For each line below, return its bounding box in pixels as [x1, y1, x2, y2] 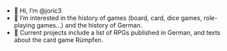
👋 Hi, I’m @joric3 [13, 7, 62, 14]
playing [13, 21, 36, 29]
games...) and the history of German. [36, 21, 143, 29]
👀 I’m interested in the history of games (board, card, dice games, [13, 14, 203, 22]
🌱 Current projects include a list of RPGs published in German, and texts [13, 28, 221, 37]
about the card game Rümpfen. [13, 36, 104, 44]
